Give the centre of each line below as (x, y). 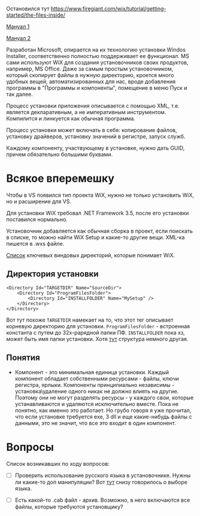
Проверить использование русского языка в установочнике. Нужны (103, 475)
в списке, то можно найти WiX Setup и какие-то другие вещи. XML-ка (96, 237)
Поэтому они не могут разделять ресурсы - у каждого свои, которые (104, 398)
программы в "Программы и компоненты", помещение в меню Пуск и (97, 88)
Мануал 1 (18, 27)
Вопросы (30, 447)
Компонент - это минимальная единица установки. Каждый (92, 372)
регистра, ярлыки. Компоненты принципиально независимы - (95, 384)
